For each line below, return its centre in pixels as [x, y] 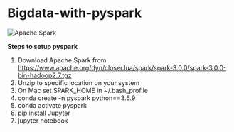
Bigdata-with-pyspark [75, 13]
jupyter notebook [43, 120]
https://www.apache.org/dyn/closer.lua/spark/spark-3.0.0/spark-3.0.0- [122, 67]
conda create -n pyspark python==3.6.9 [76, 98]
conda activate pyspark [52, 105]
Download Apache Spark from [62, 60]
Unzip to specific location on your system [79, 82]
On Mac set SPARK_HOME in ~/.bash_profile [83, 90]
